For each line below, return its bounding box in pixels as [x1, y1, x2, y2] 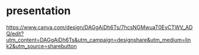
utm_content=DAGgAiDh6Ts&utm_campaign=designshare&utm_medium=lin [6, 36, 191, 43]
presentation [6, 4, 71, 18]
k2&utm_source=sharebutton [6, 43, 77, 50]
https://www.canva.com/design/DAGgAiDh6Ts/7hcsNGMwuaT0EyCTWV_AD [6, 24, 193, 31]
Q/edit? [6, 30, 24, 37]
